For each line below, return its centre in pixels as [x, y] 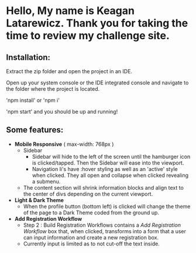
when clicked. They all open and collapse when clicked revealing [110, 175]
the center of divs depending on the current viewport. [88, 194]
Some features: [35, 130]
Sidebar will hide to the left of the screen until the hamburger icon [111, 156]
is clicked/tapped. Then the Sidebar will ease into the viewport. [108, 163]
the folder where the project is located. [53, 89]
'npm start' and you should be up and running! [62, 112]
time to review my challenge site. [88, 36]
